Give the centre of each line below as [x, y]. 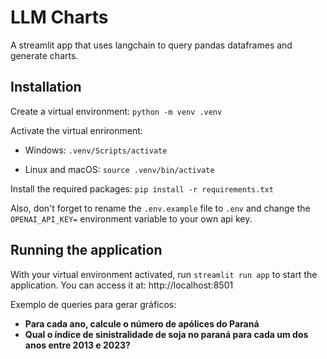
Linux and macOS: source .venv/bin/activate [119, 169]
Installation [46, 87]
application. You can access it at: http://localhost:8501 [122, 285]
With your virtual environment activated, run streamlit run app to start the [164, 274]
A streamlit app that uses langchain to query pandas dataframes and [151, 45]
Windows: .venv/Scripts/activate [96, 150]
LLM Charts [59, 17]
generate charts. [44, 55]
